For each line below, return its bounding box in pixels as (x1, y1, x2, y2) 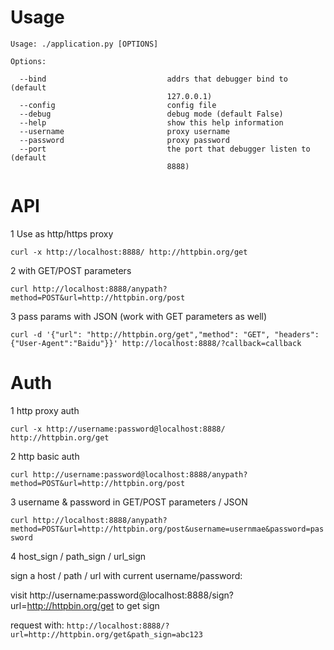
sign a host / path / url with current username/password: (10, 569, 243, 581)
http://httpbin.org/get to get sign (26, 599, 160, 611)
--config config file (19, 100, 217, 110)
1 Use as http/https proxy (10, 227, 114, 240)
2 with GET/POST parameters (10, 264, 132, 276)
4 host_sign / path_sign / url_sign (10, 550, 147, 562)
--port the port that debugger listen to (19, 144, 311, 154)
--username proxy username (19, 126, 230, 136)
